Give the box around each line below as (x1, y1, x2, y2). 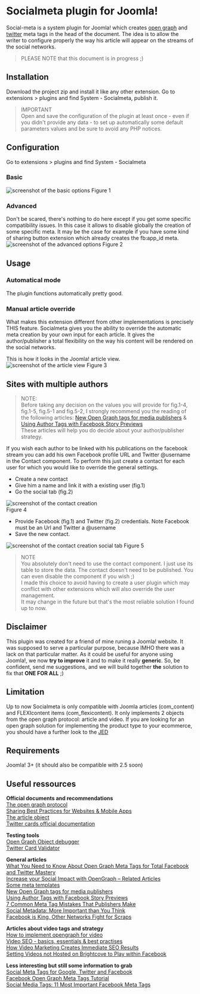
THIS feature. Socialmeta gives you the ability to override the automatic (6, 325, 182, 332)
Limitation (6, 687, 45, 697)
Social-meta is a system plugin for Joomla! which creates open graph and (6, 24, 188, 31)
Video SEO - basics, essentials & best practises (6, 938, 123, 945)
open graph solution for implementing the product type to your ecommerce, (6, 722, 192, 729)
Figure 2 (102, 241, 124, 248)
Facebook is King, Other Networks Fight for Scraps (6, 913, 132, 920)
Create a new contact (14, 475, 68, 483)
